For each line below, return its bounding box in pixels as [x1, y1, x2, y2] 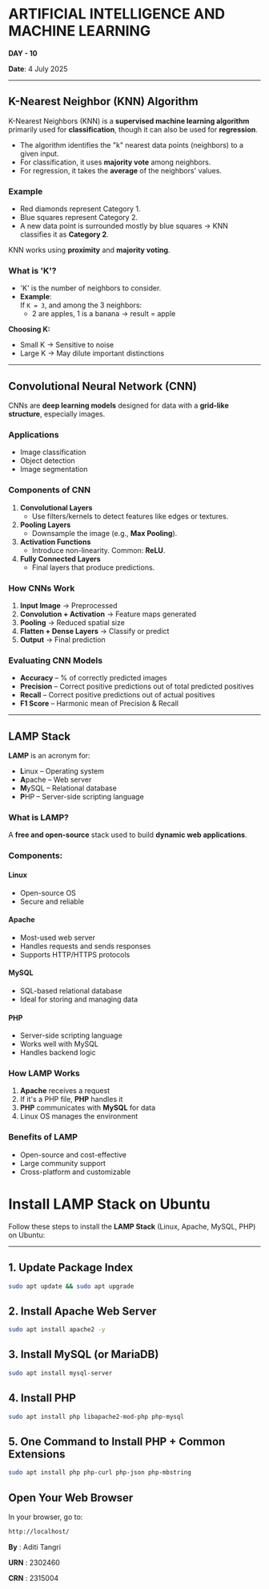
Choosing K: [8, 324, 50, 334]
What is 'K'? [8, 265, 57, 276]
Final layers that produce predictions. [31, 563, 155, 572]
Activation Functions [19, 537, 91, 547]
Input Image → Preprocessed [19, 601, 118, 611]
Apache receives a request [19, 1086, 110, 1095]
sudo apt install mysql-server [8, 1369, 113, 1377]
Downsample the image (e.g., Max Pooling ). [31, 528, 178, 538]
